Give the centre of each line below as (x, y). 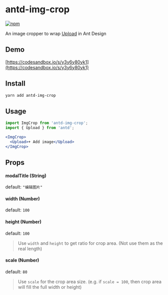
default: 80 (16, 271)
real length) (30, 248)
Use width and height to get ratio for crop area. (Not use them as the (90, 243)
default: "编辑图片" (24, 187)
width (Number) (23, 199)
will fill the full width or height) (50, 287)
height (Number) (24, 222)
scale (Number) (22, 260)
